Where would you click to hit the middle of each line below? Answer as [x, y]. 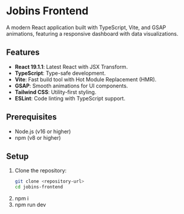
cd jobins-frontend [39, 187]
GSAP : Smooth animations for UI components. [71, 86]
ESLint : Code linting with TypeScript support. [70, 98]
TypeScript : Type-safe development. [60, 73]
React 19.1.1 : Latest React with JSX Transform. [71, 67]
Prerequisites [31, 117]
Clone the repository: [41, 171]
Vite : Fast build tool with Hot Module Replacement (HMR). [85, 79]
